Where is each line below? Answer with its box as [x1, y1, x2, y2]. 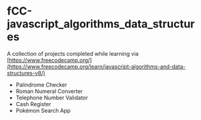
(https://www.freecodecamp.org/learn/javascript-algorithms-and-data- [7, 62, 186, 70]
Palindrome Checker [15, 81, 68, 88]
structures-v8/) [7, 69, 46, 76]
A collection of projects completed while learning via [7, 50, 139, 57]
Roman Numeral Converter [15, 87, 83, 95]
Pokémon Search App [15, 107, 71, 114]
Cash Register [15, 100, 51, 107]
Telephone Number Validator [15, 94, 88, 101]
